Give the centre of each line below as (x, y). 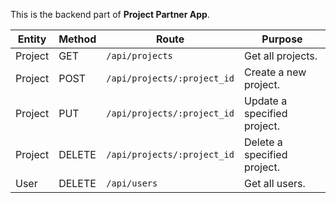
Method (77, 39)
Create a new (275, 72)
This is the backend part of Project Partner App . (110, 14)
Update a (265, 101)
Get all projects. (280, 56)
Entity (32, 39)
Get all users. (274, 183)
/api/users (132, 183)
